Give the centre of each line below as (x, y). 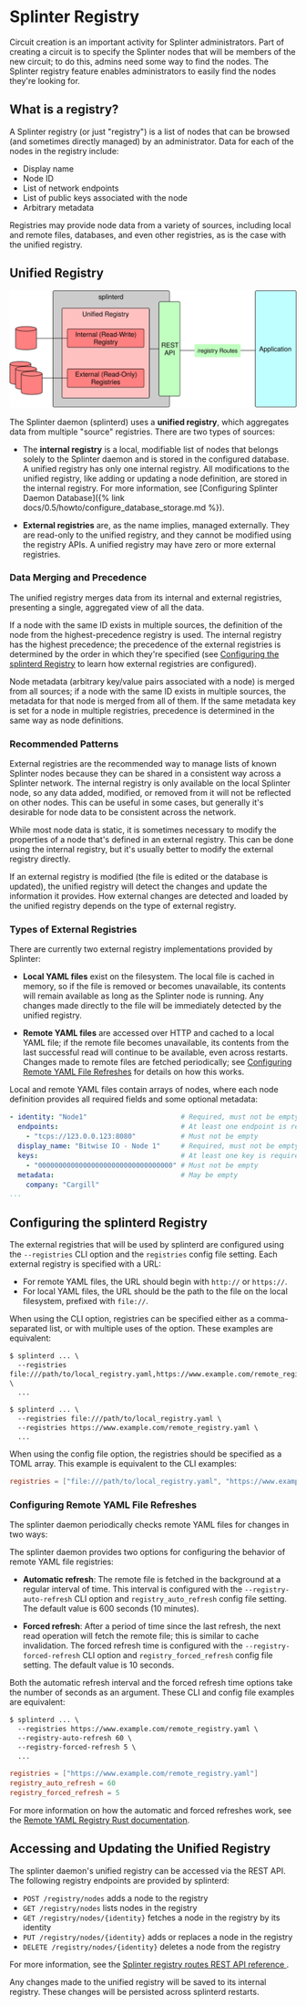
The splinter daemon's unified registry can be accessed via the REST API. (148, 1870)
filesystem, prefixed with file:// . (85, 1301)
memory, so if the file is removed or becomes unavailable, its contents (154, 987)
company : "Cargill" (63, 1185)
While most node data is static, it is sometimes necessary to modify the (143, 830)
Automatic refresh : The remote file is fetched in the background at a (152, 1580)
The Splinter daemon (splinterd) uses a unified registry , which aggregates (149, 422)
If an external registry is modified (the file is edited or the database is (139, 877)
